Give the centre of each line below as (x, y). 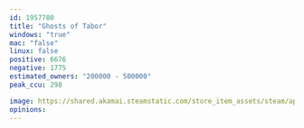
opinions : (28, 109)
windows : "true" (40, 34)
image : (22, 101)
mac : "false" (34, 43)
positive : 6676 (38, 59)
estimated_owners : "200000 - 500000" (81, 77)
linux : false (34, 51)
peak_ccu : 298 (36, 85)
